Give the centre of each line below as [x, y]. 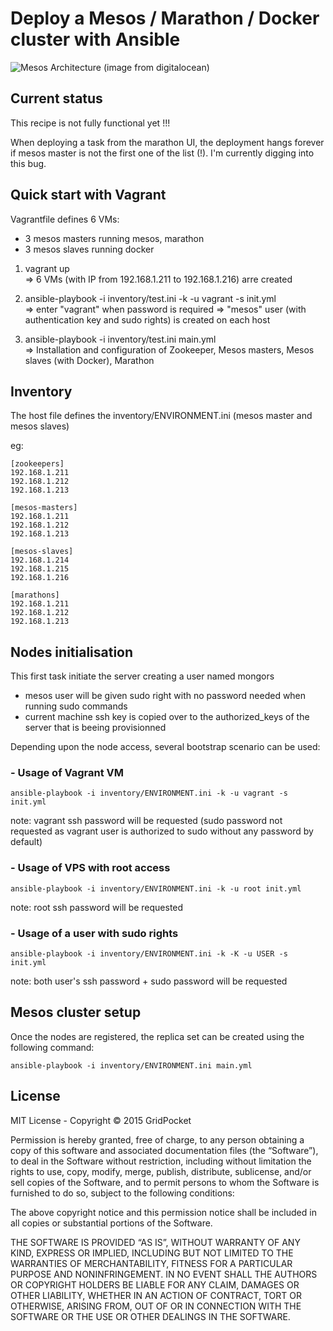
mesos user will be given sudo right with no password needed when [165, 696]
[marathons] [35, 595]
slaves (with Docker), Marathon [89, 360]
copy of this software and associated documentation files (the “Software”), [164, 1150]
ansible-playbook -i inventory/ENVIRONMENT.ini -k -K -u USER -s [149, 954]
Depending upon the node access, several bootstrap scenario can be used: [165, 747]
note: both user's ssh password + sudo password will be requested [149, 981]
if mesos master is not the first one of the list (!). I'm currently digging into [162, 153]
